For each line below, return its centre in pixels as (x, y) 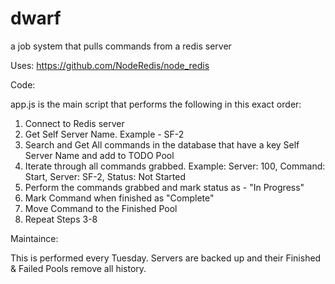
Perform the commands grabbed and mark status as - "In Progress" (164, 187)
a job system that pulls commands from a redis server (121, 46)
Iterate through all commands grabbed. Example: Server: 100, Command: (175, 166)
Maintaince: (34, 238)
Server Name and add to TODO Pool (99, 155)
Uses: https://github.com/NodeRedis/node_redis (110, 65)
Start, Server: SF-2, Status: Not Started (105, 176)
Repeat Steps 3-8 (61, 219)
